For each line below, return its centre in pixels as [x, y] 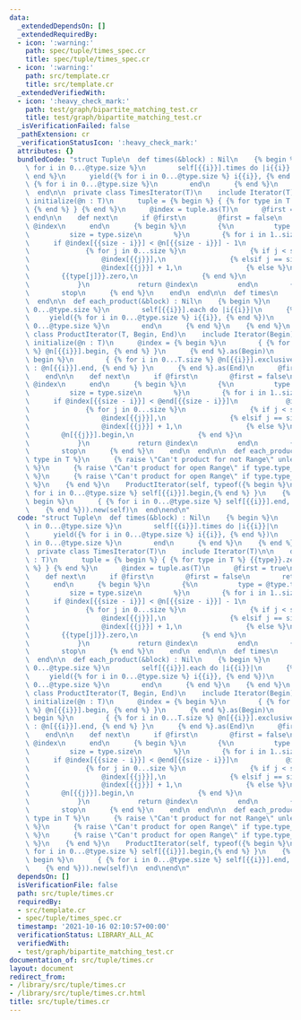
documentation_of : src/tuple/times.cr [82, 960]
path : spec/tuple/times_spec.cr [86, 51]
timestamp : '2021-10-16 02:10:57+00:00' [94, 927]
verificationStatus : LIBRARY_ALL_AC [86, 935]
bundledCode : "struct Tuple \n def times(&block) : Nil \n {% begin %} [158, 159]
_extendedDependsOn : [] [61, 26]
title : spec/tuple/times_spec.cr [88, 59]
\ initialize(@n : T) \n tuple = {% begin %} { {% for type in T [158, 201]
